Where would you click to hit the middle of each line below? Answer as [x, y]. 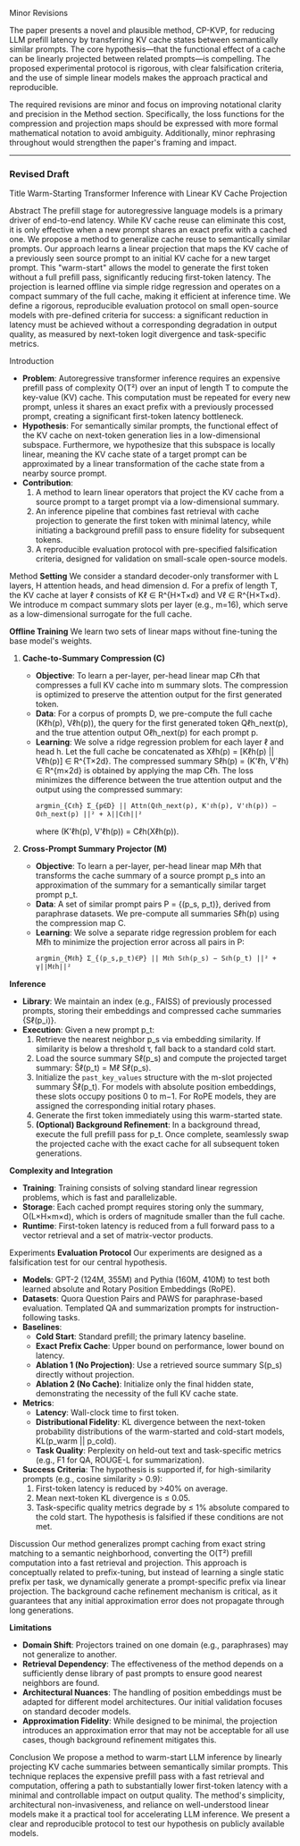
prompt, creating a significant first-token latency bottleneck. [133, 417]
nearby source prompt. [64, 474]
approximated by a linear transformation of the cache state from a [143, 464]
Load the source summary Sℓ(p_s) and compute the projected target [161, 1058]
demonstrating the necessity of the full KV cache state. [137, 1394]
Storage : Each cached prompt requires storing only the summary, [143, 1207]
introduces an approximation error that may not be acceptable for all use [155, 1731]
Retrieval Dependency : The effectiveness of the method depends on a [153, 1664]
